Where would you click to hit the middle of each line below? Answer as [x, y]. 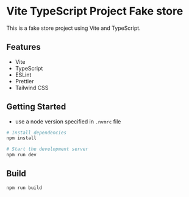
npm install [21, 138]
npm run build [24, 188]
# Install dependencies [37, 133]
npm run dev [21, 155]
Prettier [24, 81]
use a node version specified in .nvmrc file [68, 121]
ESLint [23, 75]
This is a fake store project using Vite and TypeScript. [74, 28]
